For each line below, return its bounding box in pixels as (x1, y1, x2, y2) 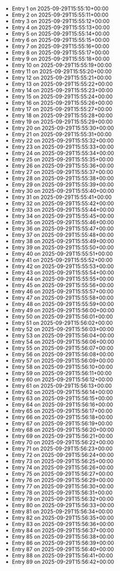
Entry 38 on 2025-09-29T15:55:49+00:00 (11, 238, 114, 244)
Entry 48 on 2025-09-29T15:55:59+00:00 (11, 301, 114, 307)
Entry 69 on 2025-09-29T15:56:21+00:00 (11, 433, 113, 440)
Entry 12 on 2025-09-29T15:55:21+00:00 (11, 74, 112, 81)
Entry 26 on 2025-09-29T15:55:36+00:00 (11, 162, 114, 169)
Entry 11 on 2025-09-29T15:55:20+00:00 (11, 68, 112, 75)
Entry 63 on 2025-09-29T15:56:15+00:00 (11, 395, 113, 402)
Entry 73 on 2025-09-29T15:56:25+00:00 (11, 458, 114, 464)
